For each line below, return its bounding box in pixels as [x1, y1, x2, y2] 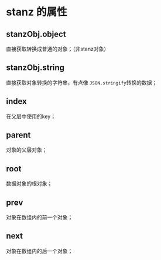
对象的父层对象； [6, 146, 47, 153]
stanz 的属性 [6, 5, 67, 19]
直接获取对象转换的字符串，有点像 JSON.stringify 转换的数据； [6, 79, 157, 86]
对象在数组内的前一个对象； [6, 214, 73, 221]
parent [6, 130, 31, 140]
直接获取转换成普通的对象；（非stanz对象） [6, 45, 109, 52]
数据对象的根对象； [6, 180, 53, 187]
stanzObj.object [6, 29, 66, 39]
